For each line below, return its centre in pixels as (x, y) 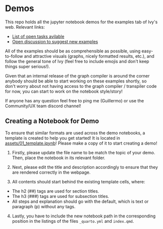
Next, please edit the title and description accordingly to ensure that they (85, 167)
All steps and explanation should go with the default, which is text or (80, 201)
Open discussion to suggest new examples (55, 41)
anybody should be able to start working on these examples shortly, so (76, 81)
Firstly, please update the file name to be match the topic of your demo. (83, 152)
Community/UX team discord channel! (43, 106)
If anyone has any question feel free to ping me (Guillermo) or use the (74, 100)
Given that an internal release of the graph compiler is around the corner (77, 76)
